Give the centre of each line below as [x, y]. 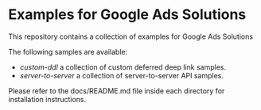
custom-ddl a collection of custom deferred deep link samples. [123, 67]
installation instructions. [47, 99]
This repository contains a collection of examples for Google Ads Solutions [130, 36]
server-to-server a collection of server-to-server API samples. [122, 75]
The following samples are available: [68, 51]
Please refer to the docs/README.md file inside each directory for [117, 91]
